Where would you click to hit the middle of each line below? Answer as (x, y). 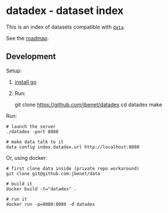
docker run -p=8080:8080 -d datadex (50, 204)
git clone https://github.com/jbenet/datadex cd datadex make (88, 104)
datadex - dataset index (65, 11)
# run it (17, 199)
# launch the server (31, 127)
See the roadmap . (27, 38)
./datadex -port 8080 (32, 132)
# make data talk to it (35, 142)
